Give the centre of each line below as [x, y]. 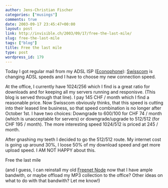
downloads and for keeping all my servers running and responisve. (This [80, 92]
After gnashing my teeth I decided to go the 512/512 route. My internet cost [83, 139]
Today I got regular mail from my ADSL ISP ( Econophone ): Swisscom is [79, 71]
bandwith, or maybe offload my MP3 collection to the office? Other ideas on [84, 175]
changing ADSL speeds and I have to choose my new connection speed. [81, 77]
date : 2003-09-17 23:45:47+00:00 [40, 24]
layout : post [19, 29]
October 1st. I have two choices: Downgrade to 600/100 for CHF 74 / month [84, 114]
